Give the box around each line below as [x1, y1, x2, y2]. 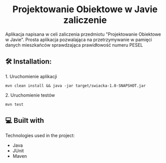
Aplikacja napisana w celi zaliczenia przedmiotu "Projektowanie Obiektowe [5, 31, 161, 37]
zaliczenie [63, 14, 107, 26]
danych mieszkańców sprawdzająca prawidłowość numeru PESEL [5, 42, 143, 48]
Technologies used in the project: [5, 132, 75, 138]
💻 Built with [5, 116, 45, 125]
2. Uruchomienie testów [5, 92, 55, 98]
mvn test [5, 102, 24, 107]
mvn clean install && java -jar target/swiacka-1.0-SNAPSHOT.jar [5, 83, 146, 88]
